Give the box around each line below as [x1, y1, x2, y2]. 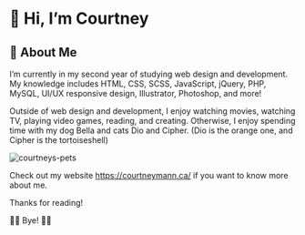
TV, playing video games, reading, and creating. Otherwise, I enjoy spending [9, 116, 296, 126]
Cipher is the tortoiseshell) [9, 135, 109, 145]
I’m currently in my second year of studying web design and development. [9, 68, 289, 79]
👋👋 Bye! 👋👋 [9, 215, 52, 226]
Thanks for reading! [9, 198, 84, 208]
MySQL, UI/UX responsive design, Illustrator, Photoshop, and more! [9, 88, 262, 98]
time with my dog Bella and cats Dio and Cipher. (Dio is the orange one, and [9, 125, 293, 136]
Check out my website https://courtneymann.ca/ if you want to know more [9, 170, 289, 180]
